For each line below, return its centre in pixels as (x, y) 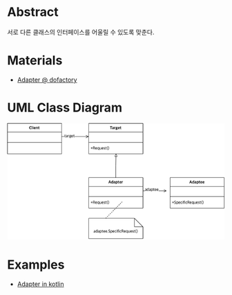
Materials (35, 61)
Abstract (33, 12)
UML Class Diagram (65, 108)
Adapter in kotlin (40, 284)
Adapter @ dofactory (47, 80)
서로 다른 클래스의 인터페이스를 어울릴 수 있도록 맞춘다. (81, 32)
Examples (36, 265)
